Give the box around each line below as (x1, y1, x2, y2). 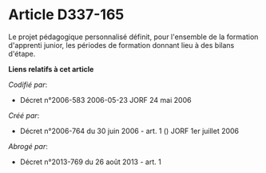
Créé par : (8, 110, 40, 120)
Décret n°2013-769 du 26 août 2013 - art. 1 (19, 157, 161, 167)
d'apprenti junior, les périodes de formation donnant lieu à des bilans (8, 40, 235, 49)
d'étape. (8, 49, 36, 58)
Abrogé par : (8, 141, 48, 151)
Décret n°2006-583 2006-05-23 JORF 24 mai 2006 (19, 95, 192, 104)
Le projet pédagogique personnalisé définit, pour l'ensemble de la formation (8, 32, 259, 41)
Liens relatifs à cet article (8, 64, 94, 73)
